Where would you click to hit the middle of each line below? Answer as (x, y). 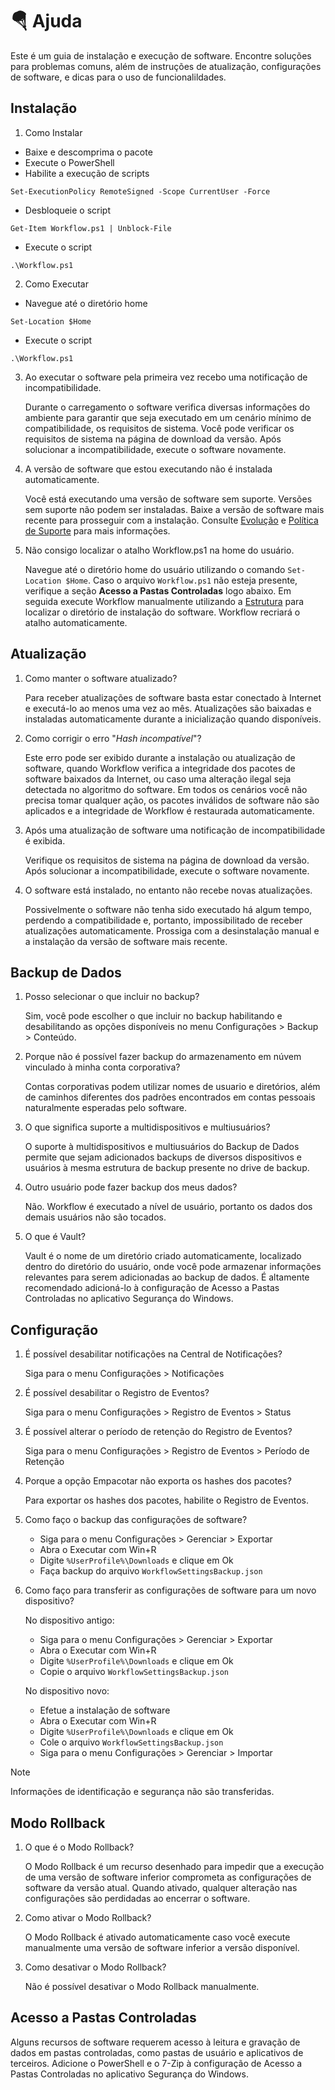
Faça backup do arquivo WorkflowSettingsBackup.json (151, 1571)
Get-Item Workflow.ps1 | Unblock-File (91, 228)
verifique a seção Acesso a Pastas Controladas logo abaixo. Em (158, 590)
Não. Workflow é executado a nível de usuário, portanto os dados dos (168, 1207)
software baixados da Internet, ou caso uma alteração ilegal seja (158, 779)
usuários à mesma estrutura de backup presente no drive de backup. (167, 1168)
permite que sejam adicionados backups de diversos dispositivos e (163, 1157)
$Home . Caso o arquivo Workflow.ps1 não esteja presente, (181, 580)
